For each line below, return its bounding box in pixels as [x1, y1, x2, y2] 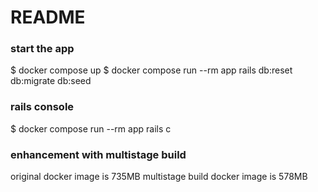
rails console [10, 100, 75, 114]
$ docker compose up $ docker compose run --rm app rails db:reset [10, 64, 293, 76]
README [10, 6, 86, 29]
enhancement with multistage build [10, 147, 187, 161]
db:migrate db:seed [10, 75, 92, 87]
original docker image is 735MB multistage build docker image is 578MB [10, 171, 308, 183]
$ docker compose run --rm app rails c [10, 122, 172, 135]
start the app [10, 42, 75, 56]
